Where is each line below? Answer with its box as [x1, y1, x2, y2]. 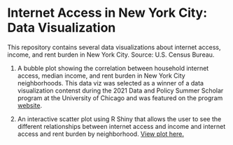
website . [17, 101, 43, 109]
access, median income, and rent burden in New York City [17, 71, 185, 80]
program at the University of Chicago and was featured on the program [17, 93, 223, 102]
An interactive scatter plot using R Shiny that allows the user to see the [17, 114, 222, 123]
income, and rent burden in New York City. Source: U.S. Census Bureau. [7, 50, 215, 59]
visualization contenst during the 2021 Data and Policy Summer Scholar [17, 86, 224, 95]
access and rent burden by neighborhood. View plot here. [17, 130, 184, 138]
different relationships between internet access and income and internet [17, 122, 226, 130]
